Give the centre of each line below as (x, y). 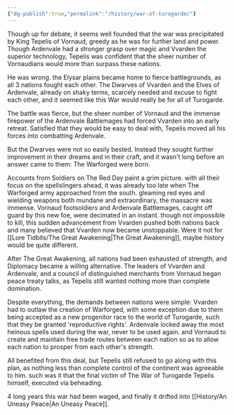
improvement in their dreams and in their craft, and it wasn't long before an (116, 157)
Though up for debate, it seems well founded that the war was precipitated (116, 34)
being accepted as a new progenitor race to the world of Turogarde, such (113, 317)
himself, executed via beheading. (55, 383)
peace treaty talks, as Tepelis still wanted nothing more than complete (109, 281)
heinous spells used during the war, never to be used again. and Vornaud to (117, 331)
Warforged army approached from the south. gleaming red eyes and (106, 192)
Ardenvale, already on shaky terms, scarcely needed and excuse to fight (112, 92)
